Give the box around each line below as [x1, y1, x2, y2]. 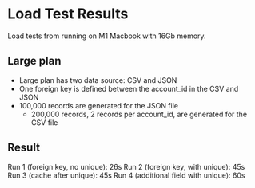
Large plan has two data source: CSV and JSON [18, 75, 177, 84]
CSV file [30, 117, 58, 127]
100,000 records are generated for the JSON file [18, 100, 179, 110]
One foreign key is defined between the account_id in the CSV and [18, 84, 239, 93]
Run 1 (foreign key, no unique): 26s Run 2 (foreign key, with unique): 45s [7, 162, 245, 171]
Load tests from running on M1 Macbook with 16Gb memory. [7, 31, 206, 41]
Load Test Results [7, 5, 129, 23]
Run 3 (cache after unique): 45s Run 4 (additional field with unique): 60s [7, 170, 245, 180]
